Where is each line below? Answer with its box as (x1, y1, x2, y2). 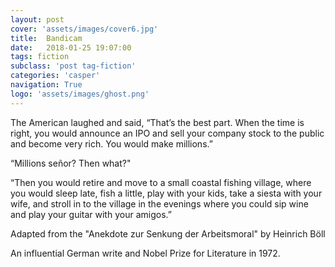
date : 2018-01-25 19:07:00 (10, 42, 132, 53)
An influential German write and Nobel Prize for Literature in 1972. (10, 247, 281, 259)
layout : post (10, 14, 65, 25)
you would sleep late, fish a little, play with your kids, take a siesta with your (10, 187, 323, 199)
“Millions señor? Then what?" (10, 157, 132, 169)
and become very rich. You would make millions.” (10, 137, 213, 150)
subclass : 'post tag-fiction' (10, 61, 137, 71)
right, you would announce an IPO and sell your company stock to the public (10, 127, 325, 139)
